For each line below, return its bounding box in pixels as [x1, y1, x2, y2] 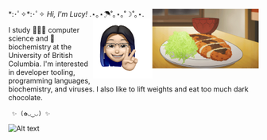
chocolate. [8, 93, 43, 102]
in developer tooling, [8, 68, 75, 76]
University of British [8, 51, 73, 60]
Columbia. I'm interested [8, 59, 89, 68]
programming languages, [8, 76, 91, 85]
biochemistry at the [8, 42, 72, 52]
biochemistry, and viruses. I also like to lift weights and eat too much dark [8, 84, 249, 94]
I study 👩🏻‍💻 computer [8, 25, 80, 34]
